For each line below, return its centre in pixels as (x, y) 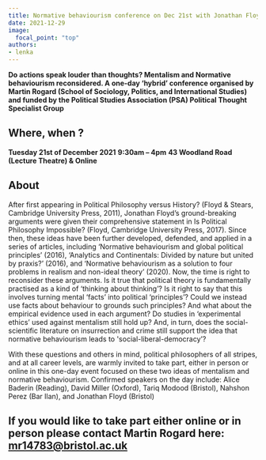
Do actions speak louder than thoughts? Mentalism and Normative (120, 75)
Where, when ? (46, 133)
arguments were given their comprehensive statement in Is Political (118, 221)
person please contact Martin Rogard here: (116, 434)
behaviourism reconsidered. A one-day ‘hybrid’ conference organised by (131, 83)
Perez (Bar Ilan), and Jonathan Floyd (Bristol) (82, 396)
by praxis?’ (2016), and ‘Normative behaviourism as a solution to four (120, 263)
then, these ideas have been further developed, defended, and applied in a (130, 238)
